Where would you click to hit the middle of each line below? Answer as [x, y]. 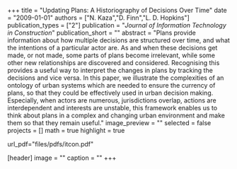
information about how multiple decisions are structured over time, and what [118, 40]
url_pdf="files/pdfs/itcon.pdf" [51, 144]
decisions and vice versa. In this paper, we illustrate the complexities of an [116, 78]
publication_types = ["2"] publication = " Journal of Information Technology [117, 25]
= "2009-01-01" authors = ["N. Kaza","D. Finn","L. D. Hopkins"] [98, 18]
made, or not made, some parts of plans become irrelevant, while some [111, 55]
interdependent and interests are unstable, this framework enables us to [112, 108]
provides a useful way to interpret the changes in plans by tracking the [110, 70]
